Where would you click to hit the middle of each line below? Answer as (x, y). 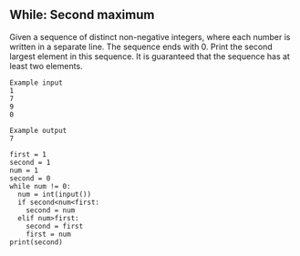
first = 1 (28, 154)
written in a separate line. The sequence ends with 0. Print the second (141, 46)
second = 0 (30, 178)
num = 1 (24, 170)
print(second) (36, 242)
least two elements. (47, 66)
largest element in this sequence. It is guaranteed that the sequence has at (150, 56)
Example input (36, 82)
